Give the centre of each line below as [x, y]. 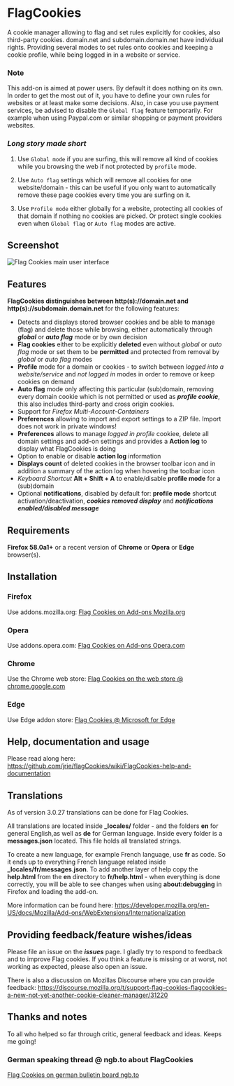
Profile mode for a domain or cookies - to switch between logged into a [120, 367]
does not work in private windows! [67, 426]
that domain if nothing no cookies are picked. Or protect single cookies [119, 216]
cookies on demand [46, 382]
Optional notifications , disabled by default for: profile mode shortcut [117, 494]
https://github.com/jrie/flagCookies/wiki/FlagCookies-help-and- [100, 766]
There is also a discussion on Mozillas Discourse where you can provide [111, 980]
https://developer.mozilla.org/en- [162, 905]
